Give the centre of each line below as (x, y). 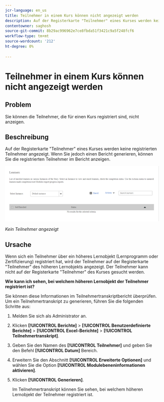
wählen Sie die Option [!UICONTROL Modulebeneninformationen (79, 365)
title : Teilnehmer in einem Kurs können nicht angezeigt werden (72, 15)
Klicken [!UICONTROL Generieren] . (48, 380)
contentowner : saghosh (28, 26)
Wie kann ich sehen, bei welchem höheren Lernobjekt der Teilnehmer (77, 282)
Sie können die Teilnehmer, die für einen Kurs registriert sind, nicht (72, 116)
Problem (18, 105)
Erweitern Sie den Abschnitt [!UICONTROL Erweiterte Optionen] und (82, 360)
